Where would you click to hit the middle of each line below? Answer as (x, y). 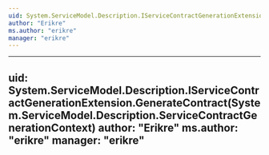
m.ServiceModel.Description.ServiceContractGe (133, 115)
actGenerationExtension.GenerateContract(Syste (134, 103)
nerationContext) (52, 127)
